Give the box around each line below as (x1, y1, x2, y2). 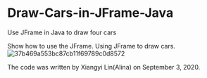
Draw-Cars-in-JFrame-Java (7, 5, 174, 21)
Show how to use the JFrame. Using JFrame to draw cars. (7, 41, 176, 50)
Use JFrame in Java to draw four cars (7, 28, 117, 37)
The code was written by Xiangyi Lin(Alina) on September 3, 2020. (7, 63, 201, 71)
